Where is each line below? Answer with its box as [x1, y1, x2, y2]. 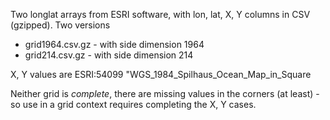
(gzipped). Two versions [10, 19, 111, 31]
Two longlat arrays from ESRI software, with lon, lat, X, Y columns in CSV [10, 9, 311, 20]
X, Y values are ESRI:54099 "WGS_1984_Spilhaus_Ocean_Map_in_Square [10, 69, 312, 80]
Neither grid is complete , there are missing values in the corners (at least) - [10, 88, 320, 99]
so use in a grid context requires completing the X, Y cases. [10, 99, 257, 110]
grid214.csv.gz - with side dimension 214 [24, 49, 194, 61]
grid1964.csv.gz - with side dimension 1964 [24, 39, 205, 50]
